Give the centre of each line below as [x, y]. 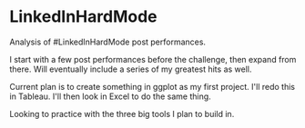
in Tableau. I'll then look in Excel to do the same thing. [110, 96]
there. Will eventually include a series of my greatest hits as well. [131, 69]
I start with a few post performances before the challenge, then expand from [153, 59]
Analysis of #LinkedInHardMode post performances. [108, 42]
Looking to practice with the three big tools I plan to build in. [122, 113]
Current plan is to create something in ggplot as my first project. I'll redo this [152, 86]
